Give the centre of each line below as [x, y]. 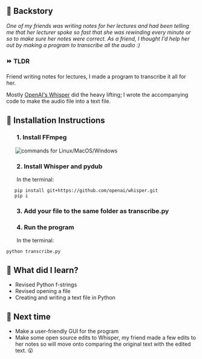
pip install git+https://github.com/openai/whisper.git [86, 191]
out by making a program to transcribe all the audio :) [73, 45]
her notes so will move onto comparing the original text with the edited [103, 344]
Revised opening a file [43, 291]
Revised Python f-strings [46, 285]
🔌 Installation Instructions [56, 120]
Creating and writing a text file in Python [65, 298]
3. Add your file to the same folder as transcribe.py [93, 211]
